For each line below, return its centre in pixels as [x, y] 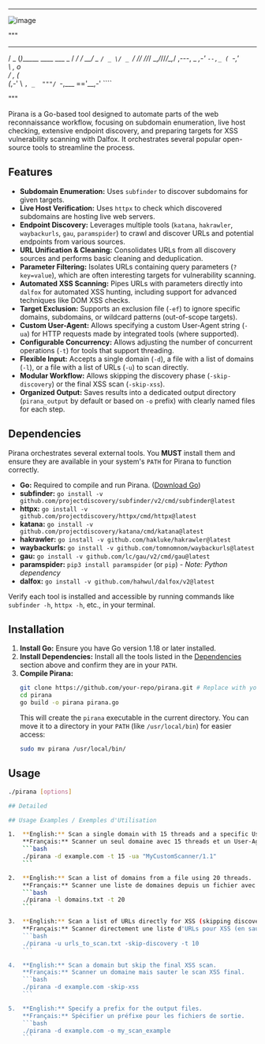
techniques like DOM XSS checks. [75, 300]
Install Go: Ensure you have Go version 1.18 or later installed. [118, 648]
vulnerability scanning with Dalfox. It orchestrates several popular [115, 139]
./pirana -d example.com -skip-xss [81, 987]
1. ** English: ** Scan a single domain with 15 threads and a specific [128, 834]
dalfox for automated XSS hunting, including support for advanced [128, 292]
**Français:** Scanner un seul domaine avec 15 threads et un [127, 842]
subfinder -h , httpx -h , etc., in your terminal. [82, 605]
